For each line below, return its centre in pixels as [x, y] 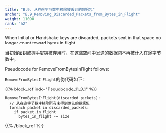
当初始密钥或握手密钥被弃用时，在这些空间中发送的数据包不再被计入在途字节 [83, 53]
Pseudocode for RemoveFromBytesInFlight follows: [57, 69]
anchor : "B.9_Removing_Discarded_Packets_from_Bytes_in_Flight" [73, 14]
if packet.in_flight [35, 112]
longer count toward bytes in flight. [41, 43]
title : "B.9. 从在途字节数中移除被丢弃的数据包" [50, 10]
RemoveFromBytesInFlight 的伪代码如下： [46, 79]
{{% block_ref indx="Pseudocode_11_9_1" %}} [51, 89]
